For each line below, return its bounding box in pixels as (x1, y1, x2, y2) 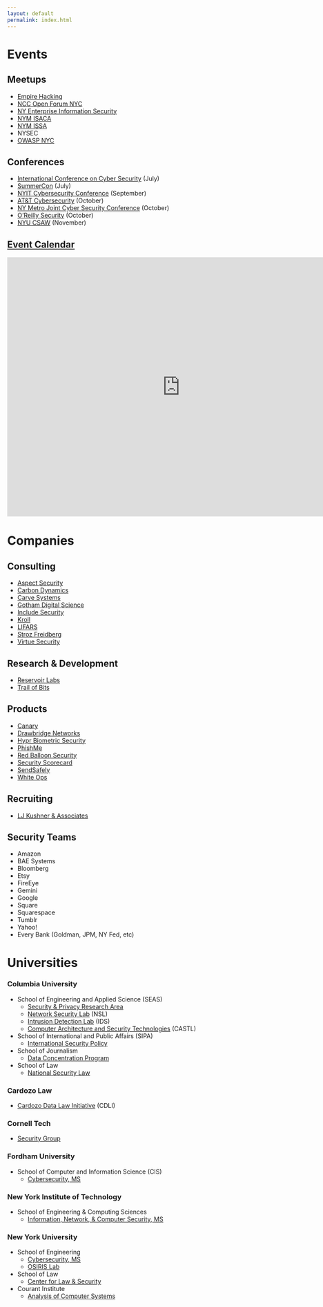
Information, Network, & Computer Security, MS (27, 1215, 164, 1223)
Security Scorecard (17, 758, 72, 767)
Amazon (17, 849, 41, 858)
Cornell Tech (7, 1119, 51, 1129)
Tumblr (17, 916, 38, 924)
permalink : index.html (7, 17, 72, 23)
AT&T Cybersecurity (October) (17, 196, 104, 205)
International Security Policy (27, 1039, 108, 1047)
